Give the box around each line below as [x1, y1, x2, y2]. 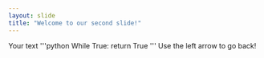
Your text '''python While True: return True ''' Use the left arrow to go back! [8, 41, 257, 50]
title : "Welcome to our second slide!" [8, 19, 142, 27]
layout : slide [8, 11, 56, 20]
